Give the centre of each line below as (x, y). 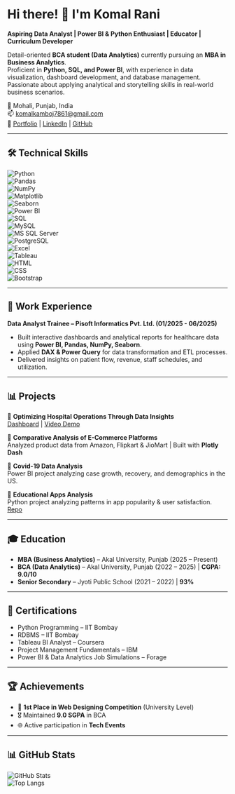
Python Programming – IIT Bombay (67, 627)
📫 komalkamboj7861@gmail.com (55, 113)
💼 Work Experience (50, 307)
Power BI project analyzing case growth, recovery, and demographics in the (116, 473)
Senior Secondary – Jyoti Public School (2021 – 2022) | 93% (106, 582)
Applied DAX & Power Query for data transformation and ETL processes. (122, 352)
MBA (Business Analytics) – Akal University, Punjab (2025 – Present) (117, 560)
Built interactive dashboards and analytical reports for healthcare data (118, 337)
